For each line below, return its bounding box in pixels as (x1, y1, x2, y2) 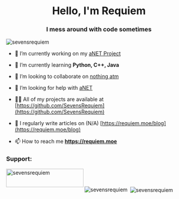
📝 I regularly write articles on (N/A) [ (14, 120, 102, 127)
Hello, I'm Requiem (52, 4, 146, 18)
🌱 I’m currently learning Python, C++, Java (14, 61, 120, 68)
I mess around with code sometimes (46, 25, 152, 34)
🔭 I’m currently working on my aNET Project (14, 50, 121, 57)
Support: (6, 155, 32, 163)
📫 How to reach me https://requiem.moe (14, 138, 117, 145)
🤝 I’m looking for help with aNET (14, 84, 93, 92)
